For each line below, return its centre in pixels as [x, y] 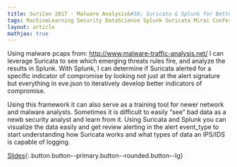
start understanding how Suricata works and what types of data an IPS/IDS [116, 135]
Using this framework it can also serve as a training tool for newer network [116, 105]
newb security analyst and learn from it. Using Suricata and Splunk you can [117, 120]
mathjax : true [28, 33]
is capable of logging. [39, 142]
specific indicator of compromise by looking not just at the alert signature [114, 76]
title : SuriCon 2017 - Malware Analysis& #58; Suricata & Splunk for [110, 14]
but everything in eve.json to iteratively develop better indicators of [105, 83]
